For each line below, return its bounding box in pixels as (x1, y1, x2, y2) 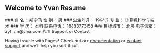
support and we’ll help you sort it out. (5, 42, 79, 48)
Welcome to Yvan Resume (5, 4, 86, 12)
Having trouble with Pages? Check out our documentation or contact (5, 38, 142, 43)
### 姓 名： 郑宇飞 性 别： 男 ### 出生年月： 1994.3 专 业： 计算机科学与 (5, 17, 151, 23)
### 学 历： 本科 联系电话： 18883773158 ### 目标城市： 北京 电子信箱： (10, 23, 157, 29)
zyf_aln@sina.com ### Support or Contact (5, 28, 90, 34)
